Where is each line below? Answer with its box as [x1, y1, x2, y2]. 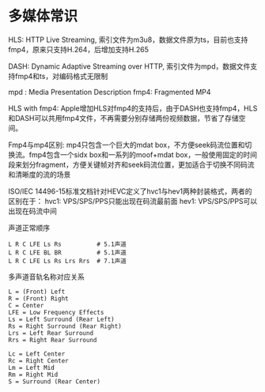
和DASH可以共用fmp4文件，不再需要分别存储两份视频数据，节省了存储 [8, 113, 239, 122]
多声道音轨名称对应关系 [8, 272, 85, 281]
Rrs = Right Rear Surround [8, 336, 97, 344]
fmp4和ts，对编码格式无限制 [14, 71, 108, 81]
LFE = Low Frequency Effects [8, 308, 104, 316]
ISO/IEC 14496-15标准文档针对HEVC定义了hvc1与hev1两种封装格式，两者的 [8, 187, 252, 196]
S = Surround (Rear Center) [8, 377, 101, 386]
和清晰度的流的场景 [8, 169, 71, 179]
